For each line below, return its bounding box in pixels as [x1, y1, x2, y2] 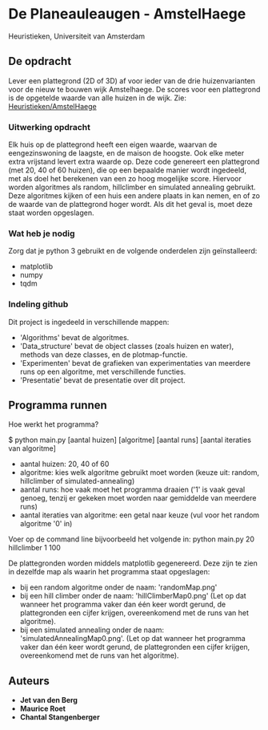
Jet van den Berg [19, 696, 78, 705]
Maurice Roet [19, 704, 66, 714]
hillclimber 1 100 [8, 543, 62, 553]
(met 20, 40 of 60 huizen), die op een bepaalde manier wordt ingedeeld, [8, 165, 246, 175]
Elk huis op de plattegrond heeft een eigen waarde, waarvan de [8, 140, 218, 149]
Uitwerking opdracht [8, 121, 90, 132]
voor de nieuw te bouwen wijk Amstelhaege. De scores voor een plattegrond [8, 84, 261, 94]
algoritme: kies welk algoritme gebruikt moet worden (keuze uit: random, [19, 468, 260, 477]
